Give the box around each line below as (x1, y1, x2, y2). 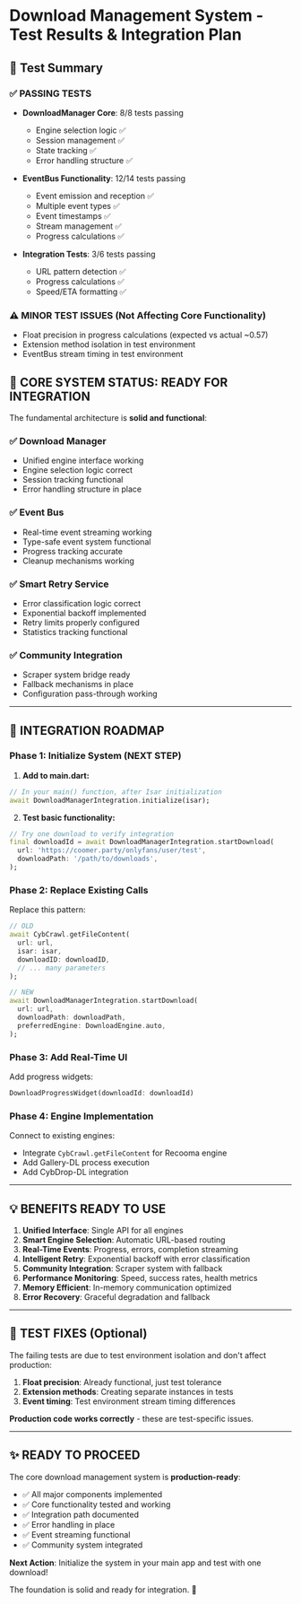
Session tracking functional (21, 475, 124, 485)
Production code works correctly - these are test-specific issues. (9, 1413, 254, 1424)
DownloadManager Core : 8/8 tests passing (21, 107, 184, 118)
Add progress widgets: (9, 1071, 94, 1082)
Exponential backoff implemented (21, 607, 147, 618)
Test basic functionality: (21, 812, 116, 823)
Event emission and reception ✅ (35, 190, 155, 201)
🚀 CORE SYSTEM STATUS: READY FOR (9, 374, 228, 390)
